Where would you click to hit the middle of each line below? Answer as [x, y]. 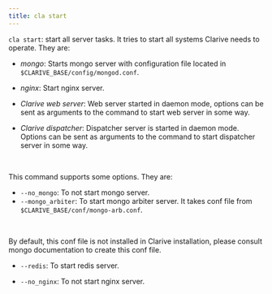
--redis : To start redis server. [69, 266]
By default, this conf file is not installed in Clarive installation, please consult [135, 241]
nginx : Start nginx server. [62, 88]
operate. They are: [39, 48]
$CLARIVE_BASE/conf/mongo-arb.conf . [82, 210]
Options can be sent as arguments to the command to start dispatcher [138, 136]
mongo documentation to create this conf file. [85, 249]
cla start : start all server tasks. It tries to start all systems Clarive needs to [134, 39]
